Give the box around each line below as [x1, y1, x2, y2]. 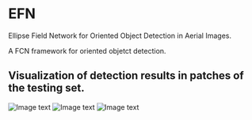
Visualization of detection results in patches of [8, 69, 244, 83]
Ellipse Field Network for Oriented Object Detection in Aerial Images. [8, 31, 232, 40]
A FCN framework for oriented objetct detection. [8, 46, 166, 55]
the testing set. [8, 81, 85, 95]
